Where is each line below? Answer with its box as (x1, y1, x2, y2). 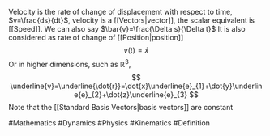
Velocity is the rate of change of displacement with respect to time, (8, 7, 233, 16)
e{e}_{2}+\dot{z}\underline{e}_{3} (74, 89, 188, 100)
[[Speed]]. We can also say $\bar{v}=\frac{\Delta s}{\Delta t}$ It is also (8, 24, 246, 33)
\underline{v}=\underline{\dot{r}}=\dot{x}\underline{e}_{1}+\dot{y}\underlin (10, 81, 263, 91)
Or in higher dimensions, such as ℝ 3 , (8, 58, 131, 69)
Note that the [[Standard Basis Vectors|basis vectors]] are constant (8, 102, 234, 112)
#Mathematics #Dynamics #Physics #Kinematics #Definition (8, 117, 211, 128)
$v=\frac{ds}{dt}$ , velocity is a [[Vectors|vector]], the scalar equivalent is (8, 15, 255, 25)
